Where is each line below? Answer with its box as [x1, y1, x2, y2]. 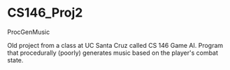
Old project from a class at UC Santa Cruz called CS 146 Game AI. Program [7, 41, 224, 49]
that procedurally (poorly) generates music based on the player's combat [7, 49, 219, 57]
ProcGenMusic [7, 28, 50, 36]
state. [7, 55, 24, 64]
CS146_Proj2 [7, 5, 83, 21]
